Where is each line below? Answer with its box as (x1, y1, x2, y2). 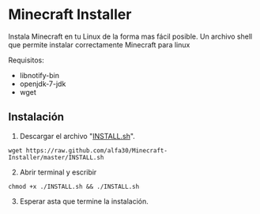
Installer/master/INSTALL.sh (8, 153, 104, 161)
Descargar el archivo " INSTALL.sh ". (19, 131, 136, 141)
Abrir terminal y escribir (19, 167, 97, 177)
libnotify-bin (19, 70, 59, 80)
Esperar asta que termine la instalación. (19, 196, 149, 206)
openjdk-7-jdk (19, 79, 66, 88)
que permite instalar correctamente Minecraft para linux (8, 39, 190, 49)
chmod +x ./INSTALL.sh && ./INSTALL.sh (8, 182, 140, 190)
